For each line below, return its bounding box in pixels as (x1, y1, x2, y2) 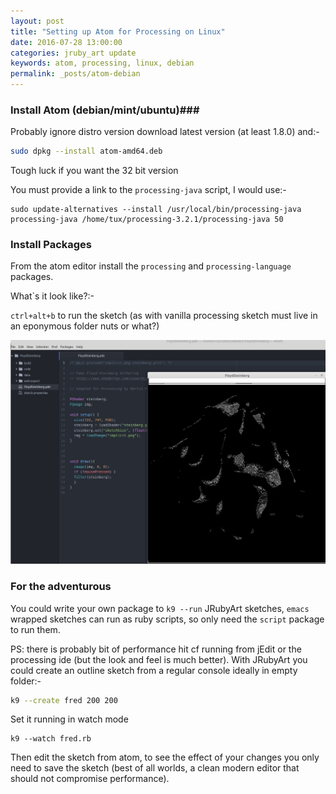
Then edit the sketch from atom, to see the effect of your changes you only (10, 751, 320, 764)
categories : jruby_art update (10, 48, 137, 58)
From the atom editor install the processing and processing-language (10, 260, 292, 272)
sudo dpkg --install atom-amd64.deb (10, 146, 163, 157)
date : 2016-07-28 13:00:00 (10, 37, 123, 47)
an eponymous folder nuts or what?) (10, 320, 160, 332)
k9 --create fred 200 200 (10, 695, 118, 705)
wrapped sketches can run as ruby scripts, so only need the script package (10, 613, 325, 625)
